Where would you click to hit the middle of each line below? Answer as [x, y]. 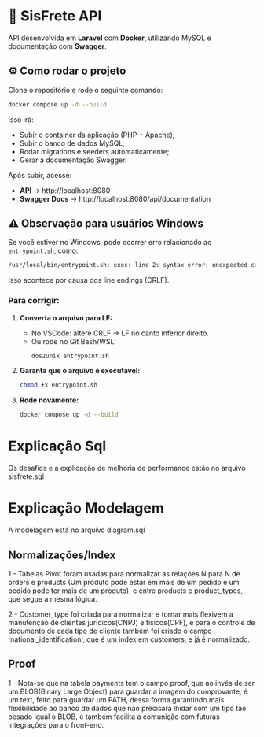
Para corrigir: [34, 301]
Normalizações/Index [62, 555]
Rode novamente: [49, 400]
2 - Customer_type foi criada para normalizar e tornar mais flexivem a [121, 614]
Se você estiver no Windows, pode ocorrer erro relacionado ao [110, 243]
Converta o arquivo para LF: [66, 317]
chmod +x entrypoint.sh [59, 385]
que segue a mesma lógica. [53, 598]
